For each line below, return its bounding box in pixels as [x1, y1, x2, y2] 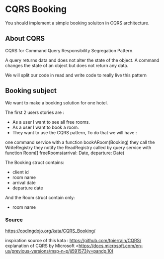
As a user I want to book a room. [12, 124, 80, 130]
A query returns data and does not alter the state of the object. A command [5, 57, 160, 63]
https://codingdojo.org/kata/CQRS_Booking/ [5, 228, 96, 234]
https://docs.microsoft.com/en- [79, 243, 143, 249]
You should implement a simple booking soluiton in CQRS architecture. [5, 20, 150, 26]
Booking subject [5, 86, 57, 95]
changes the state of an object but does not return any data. [5, 62, 128, 68]
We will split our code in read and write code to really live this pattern [5, 72, 147, 78]
